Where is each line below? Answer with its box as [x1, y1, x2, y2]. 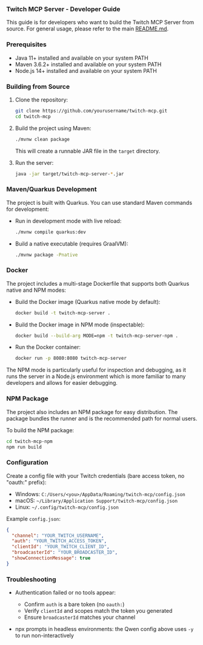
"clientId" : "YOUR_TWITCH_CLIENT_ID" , [12, 543, 110, 550]
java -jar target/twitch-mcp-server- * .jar [15, 171, 124, 177]
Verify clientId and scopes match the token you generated [24, 607, 173, 615]
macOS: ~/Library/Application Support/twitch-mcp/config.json [15, 497, 178, 504]
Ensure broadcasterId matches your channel [24, 613, 136, 621]
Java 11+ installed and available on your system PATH [15, 54, 148, 61]
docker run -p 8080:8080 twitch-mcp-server [15, 355, 127, 362]
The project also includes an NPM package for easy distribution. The [6, 408, 178, 415]
